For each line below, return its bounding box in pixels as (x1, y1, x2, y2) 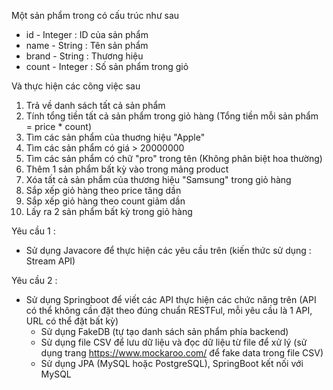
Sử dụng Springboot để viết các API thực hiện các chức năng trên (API (25, 294, 317, 305)
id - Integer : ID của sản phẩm (25, 29, 149, 40)
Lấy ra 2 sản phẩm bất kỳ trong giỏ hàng (25, 206, 193, 217)
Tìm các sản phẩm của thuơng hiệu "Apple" (25, 131, 206, 143)
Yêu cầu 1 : (11, 225, 56, 237)
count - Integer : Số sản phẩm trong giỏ (25, 61, 189, 72)
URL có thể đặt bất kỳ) (25, 315, 119, 327)
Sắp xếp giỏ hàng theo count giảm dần (25, 195, 186, 207)
